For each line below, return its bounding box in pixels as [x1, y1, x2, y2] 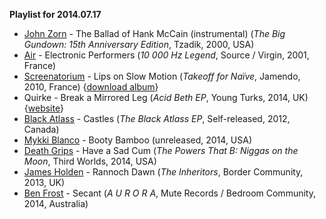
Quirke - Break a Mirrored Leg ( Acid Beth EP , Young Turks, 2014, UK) [23, 92, 309, 103]
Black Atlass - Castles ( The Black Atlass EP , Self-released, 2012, [23, 113, 291, 124]
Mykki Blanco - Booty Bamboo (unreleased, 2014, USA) [23, 134, 253, 146]
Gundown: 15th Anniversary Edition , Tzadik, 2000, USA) [23, 39, 255, 50]
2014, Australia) [23, 198, 89, 209]
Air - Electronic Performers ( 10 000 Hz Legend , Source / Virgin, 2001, [23, 49, 310, 61]
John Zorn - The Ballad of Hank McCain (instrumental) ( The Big [23, 28, 286, 39]
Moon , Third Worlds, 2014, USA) [23, 155, 157, 167]
